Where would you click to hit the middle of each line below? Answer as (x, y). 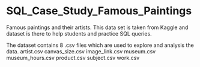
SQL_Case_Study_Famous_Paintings (99, 11)
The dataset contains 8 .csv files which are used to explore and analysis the (100, 45)
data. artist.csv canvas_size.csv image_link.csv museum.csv (81, 51)
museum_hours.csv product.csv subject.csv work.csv (73, 58)
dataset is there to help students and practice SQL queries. (79, 33)
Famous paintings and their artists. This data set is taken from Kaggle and (97, 27)
